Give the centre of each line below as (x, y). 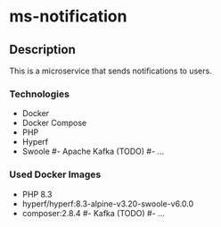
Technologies (39, 94)
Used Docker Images (55, 174)
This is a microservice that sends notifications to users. (110, 71)
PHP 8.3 (37, 194)
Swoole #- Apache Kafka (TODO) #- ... (93, 151)
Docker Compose (54, 123)
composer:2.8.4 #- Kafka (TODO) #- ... (93, 213)
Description (42, 50)
